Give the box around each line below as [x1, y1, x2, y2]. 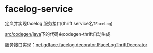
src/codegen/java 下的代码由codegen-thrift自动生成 [5, 31, 111, 37]
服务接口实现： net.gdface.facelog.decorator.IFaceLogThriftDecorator [5, 41, 148, 48]
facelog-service [5, 3, 73, 15]
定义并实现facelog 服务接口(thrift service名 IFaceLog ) [5, 20, 113, 26]
